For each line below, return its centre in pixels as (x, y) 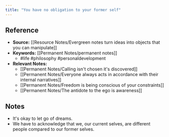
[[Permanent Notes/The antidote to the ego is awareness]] (81, 91)
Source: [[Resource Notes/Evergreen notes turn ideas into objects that (86, 42)
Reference (22, 30)
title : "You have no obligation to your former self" (63, 10)
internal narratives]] (41, 80)
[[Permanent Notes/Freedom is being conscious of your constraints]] (92, 85)
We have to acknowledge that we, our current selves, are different (81, 124)
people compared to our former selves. (53, 129)
